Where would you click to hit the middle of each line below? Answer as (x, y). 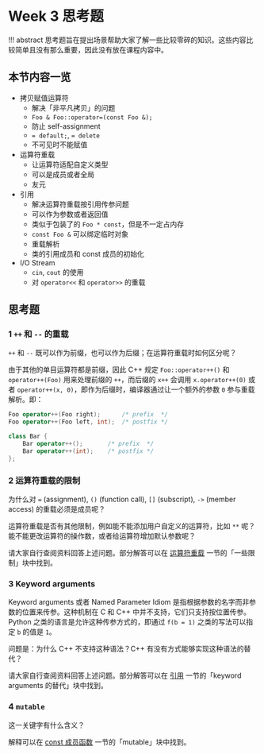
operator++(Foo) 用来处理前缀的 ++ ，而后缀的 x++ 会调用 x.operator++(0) (128, 380)
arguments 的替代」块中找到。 (58, 686)
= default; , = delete (66, 135)
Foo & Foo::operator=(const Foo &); (92, 117)
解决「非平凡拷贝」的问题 (73, 107)
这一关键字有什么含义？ (46, 725)
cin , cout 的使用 (57, 272)
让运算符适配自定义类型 (70, 164)
